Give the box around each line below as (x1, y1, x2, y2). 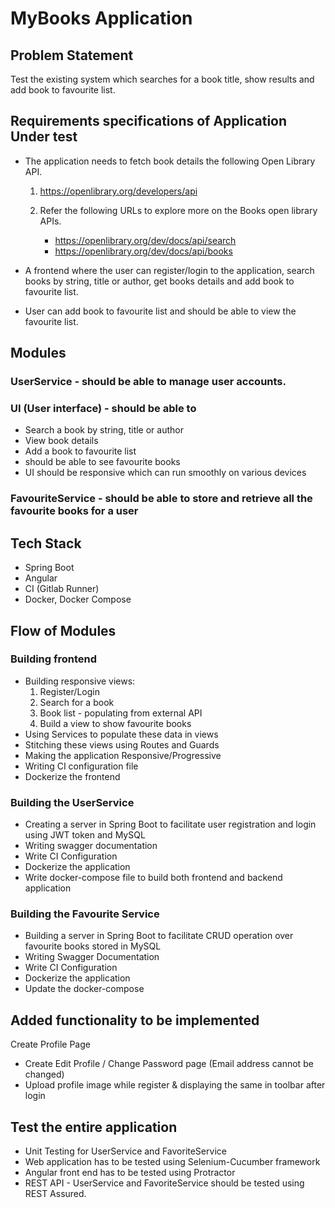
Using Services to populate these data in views (24, 728, 219, 740)
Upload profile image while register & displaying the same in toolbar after (24, 1079, 326, 1091)
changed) (24, 1068, 65, 1081)
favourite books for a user (10, 504, 139, 518)
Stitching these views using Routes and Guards (24, 738, 220, 751)
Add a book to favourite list (24, 445, 137, 457)
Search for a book (39, 696, 115, 708)
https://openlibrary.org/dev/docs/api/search (54, 234, 237, 246)
